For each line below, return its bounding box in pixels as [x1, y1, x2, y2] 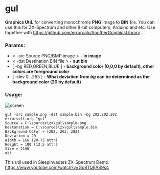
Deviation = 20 [5, 133, 36, 138]
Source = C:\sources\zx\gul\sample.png [5, 121, 87, 125]
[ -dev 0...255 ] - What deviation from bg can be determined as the [12, 74, 150, 80]
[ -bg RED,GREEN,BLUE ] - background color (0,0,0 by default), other [12, 63, 155, 69]
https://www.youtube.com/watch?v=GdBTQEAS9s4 [5, 164, 109, 170]
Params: [5, 42, 25, 49]
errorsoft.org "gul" [5, 116, 47, 121]
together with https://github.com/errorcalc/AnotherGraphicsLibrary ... [5, 29, 145, 35]
